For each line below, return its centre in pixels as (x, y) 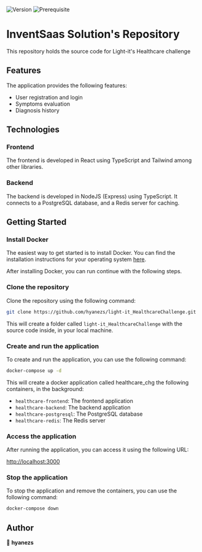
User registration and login (49, 97)
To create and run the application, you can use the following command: (96, 359)
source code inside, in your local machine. (60, 330)
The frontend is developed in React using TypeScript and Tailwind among (99, 160)
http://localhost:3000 (33, 462)
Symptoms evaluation (43, 104)
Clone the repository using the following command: (71, 300)
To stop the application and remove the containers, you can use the (92, 491)
